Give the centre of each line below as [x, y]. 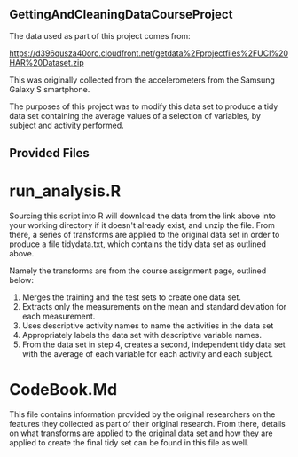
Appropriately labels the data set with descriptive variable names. [141, 335]
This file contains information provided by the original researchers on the [142, 414]
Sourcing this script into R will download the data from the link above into [143, 216]
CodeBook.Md [63, 390]
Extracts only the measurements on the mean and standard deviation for [154, 307]
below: [21, 280]
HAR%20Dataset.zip [47, 62]
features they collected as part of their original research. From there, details [147, 424]
